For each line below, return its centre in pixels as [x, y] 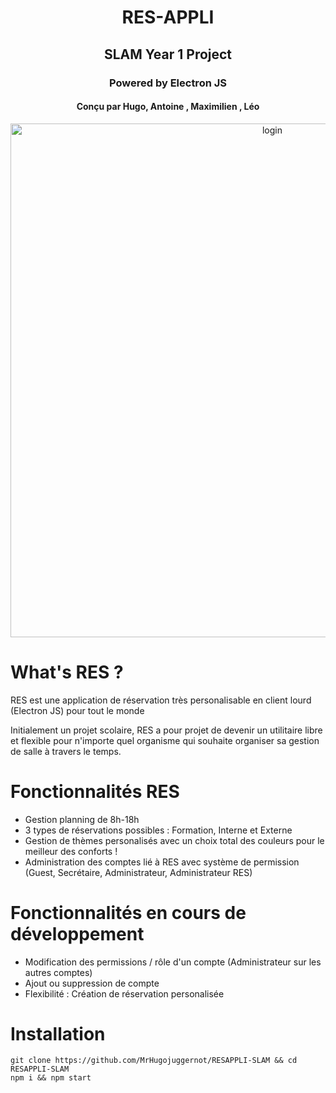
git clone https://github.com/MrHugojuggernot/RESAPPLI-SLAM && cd [154, 1061]
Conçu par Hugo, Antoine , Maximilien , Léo [168, 107]
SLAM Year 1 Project [168, 54]
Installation [58, 1033]
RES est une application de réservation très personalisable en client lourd [161, 700]
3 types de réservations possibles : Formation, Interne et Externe [158, 830]
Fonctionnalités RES [95, 791]
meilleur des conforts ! [71, 851]
